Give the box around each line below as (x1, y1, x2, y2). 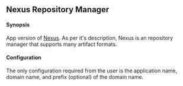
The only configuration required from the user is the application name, (6, 67, 178, 74)
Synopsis (6, 21, 30, 28)
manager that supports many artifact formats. (6, 41, 117, 48)
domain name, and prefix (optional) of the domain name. (6, 73, 144, 80)
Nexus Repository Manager (6, 5, 110, 15)
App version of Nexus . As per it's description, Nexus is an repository (6, 34, 174, 41)
